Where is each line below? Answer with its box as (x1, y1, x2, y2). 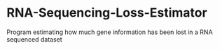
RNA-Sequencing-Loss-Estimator (6, 5, 207, 21)
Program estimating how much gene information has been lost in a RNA (6, 28, 213, 36)
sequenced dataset (6, 35, 62, 43)
